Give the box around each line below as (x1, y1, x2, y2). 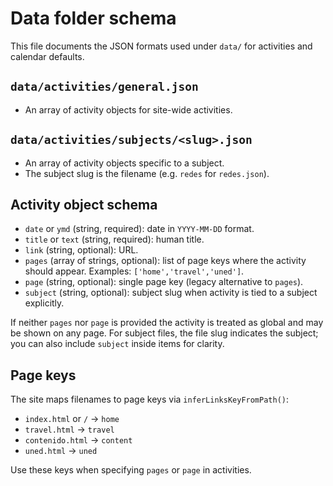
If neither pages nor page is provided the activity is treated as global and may (10, 317, 324, 329)
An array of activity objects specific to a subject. (24, 157, 225, 169)
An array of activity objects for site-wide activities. (24, 103, 233, 116)
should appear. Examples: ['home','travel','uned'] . (24, 265, 245, 277)
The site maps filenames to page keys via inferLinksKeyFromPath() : (10, 393, 290, 406)
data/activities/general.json (10, 80, 199, 94)
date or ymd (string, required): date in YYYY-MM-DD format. (24, 223, 255, 235)
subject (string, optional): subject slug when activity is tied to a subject (24, 287, 318, 299)
